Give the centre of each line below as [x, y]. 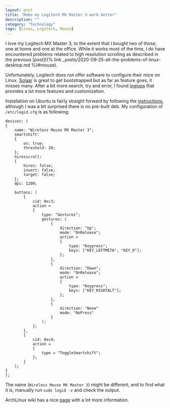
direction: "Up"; [78, 228]
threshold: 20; [40, 148]
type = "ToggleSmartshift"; [71, 353]
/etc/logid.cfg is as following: [37, 112]
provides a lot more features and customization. [55, 91]
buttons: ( [26, 193]
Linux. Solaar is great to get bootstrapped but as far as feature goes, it [79, 80]
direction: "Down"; [80, 268]
